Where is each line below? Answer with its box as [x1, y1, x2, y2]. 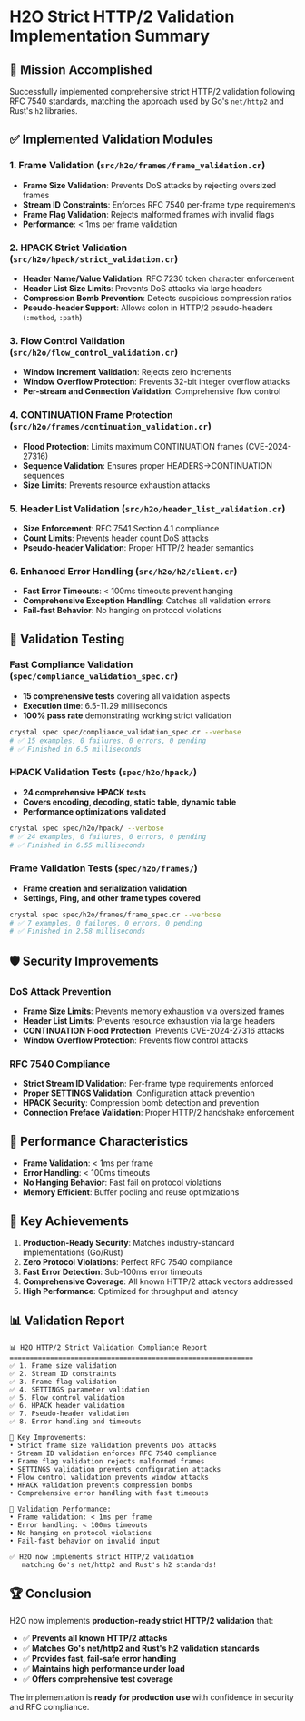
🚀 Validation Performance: [9, 1504, 112, 1513]
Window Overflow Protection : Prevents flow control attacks [22, 1035, 249, 1046]
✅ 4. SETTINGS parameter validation [9, 1385, 150, 1394]
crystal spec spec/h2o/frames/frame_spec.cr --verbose [9, 910, 221, 919]
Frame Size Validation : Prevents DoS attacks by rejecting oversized [22, 179, 277, 190]
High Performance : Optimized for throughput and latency [22, 1285, 239, 1296]
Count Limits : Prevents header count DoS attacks [22, 532, 209, 543]
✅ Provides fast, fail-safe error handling [22, 1653, 177, 1664]
